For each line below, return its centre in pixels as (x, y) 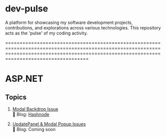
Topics (16, 97)
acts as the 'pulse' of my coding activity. (46, 33)
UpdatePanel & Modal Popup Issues (49, 124)
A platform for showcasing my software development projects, (69, 22)
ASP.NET (24, 79)
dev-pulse (27, 9)
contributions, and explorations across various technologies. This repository (83, 27)
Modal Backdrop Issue (35, 109)
